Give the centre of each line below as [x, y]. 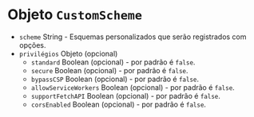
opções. [32, 45]
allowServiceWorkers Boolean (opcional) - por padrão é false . [133, 87]
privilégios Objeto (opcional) [68, 53]
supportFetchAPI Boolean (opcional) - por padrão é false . [125, 96]
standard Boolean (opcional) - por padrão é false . [113, 62]
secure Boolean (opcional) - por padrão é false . [109, 70]
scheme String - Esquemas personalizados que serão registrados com [133, 37]
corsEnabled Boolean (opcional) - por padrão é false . [119, 104]
